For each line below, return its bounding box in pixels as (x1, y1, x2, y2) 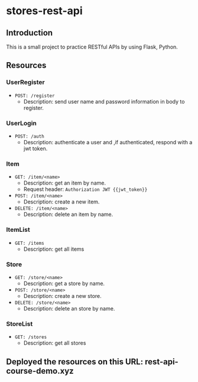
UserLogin (6, 119, 37, 127)
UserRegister (6, 78, 46, 86)
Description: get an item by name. (23, 179, 106, 187)
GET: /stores (14, 334, 47, 341)
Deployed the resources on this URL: (6, 357, 144, 367)
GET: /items (14, 240, 44, 246)
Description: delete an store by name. (23, 305, 115, 312)
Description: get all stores (23, 339, 86, 347)
